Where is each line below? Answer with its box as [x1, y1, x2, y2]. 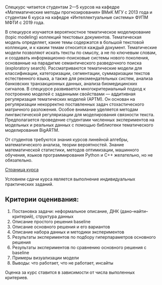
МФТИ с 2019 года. [5, 19, 45, 25]
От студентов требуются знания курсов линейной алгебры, [5, 137, 129, 142]
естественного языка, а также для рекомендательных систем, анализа [5, 75, 153, 81]
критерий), [12, 214, 35, 219]
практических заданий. [5, 181, 54, 187]
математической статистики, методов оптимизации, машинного [5, 147, 139, 153]
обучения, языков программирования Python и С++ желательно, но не [5, 152, 153, 158]
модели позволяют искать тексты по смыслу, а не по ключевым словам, [5, 50, 157, 55]
